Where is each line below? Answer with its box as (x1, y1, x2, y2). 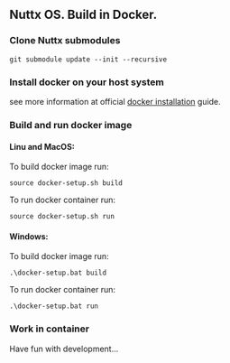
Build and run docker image (9, 118, 133, 131)
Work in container (9, 322, 90, 335)
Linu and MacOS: (9, 141, 75, 152)
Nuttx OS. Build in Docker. (9, 7, 158, 23)
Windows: (9, 230, 49, 242)
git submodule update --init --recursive (9, 54, 168, 64)
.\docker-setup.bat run (9, 302, 99, 311)
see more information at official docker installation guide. (9, 96, 221, 107)
